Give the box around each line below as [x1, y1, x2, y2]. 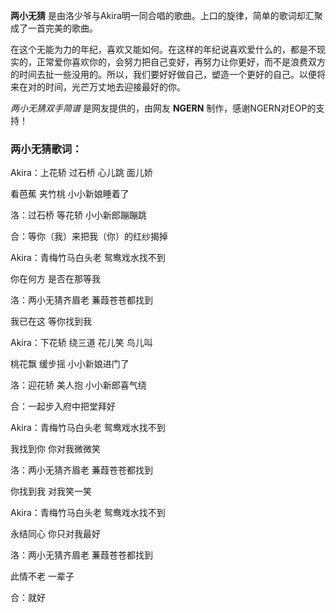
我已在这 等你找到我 [10, 315, 92, 328]
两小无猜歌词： [10, 142, 83, 156]
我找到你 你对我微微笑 [10, 443, 101, 455]
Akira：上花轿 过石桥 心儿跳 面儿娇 [10, 167, 153, 179]
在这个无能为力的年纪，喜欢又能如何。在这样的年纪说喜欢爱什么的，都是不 [10, 44, 317, 55]
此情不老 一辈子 [10, 570, 75, 583]
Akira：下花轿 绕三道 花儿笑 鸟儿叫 [10, 337, 153, 349]
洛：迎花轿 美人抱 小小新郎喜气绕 [10, 379, 147, 391]
